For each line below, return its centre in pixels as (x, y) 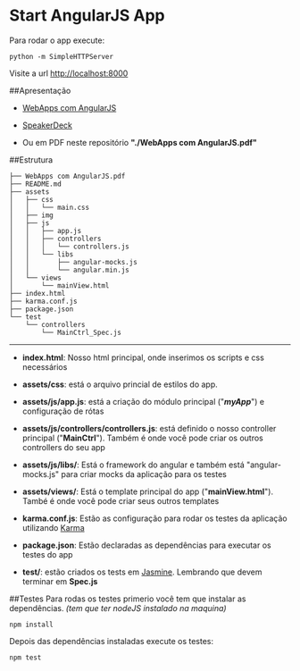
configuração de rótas (63, 411)
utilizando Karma (53, 527)
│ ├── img (31, 215)
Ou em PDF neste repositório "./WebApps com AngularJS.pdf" (139, 142)
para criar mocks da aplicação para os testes (144, 474)
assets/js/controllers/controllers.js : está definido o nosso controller (149, 428)
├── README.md (36, 184)
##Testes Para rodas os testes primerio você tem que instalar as (128, 599)
